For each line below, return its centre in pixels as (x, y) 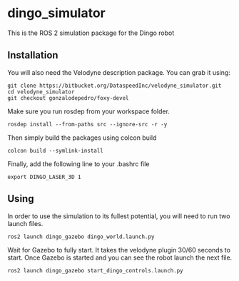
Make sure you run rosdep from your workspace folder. (88, 111)
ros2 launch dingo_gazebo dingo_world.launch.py (81, 237)
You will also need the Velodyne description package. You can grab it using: (119, 72)
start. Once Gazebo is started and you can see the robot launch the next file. (120, 257)
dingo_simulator (56, 13)
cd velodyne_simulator (41, 92)
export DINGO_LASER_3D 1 (44, 177)
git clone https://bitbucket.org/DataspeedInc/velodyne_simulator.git (115, 86)
